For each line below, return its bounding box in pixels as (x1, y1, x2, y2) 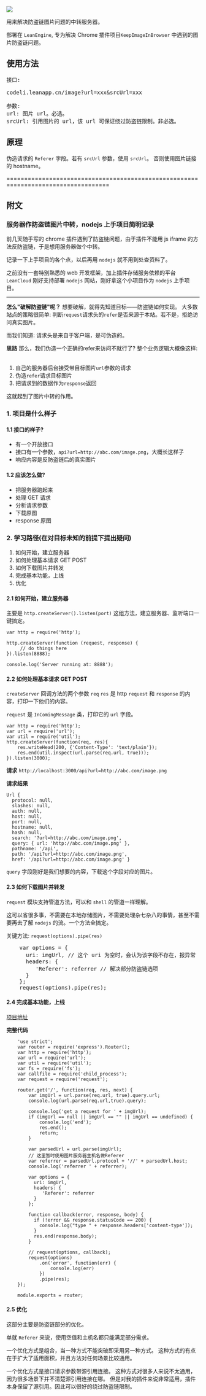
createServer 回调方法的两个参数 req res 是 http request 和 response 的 (6, 690, 185, 697)
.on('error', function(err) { (39, 1260, 116, 1266)
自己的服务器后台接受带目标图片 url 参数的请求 (15, 364, 132, 371)
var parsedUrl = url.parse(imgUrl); (28, 1146, 122, 1152)
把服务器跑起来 (15, 486, 53, 494)
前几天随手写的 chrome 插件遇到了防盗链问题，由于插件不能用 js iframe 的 (6, 235, 193, 242)
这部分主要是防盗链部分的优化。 (6, 1320, 87, 1328)
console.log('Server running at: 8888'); (6, 662, 114, 668)
